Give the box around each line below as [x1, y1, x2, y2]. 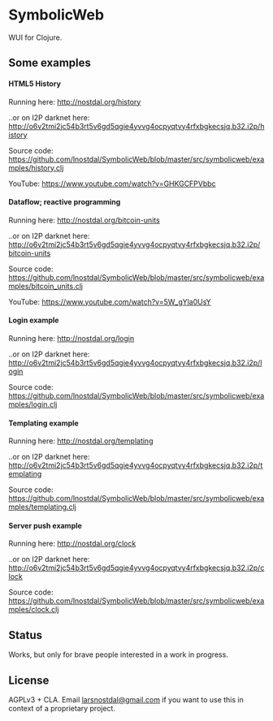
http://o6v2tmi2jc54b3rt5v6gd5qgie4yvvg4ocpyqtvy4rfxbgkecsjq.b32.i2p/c [8, 563, 265, 573]
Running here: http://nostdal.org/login [8, 333, 135, 343]
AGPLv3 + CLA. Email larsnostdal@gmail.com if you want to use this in [8, 694, 244, 704]
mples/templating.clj [8, 502, 77, 512]
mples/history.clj [8, 162, 64, 172]
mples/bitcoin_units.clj [8, 281, 84, 291]
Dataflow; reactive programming [8, 197, 121, 207]
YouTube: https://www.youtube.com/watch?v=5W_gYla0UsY [8, 296, 211, 306]
